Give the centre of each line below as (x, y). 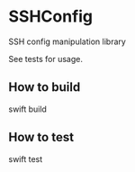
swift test (26, 158)
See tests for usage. (45, 59)
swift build (27, 109)
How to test (41, 137)
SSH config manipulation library (67, 41)
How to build (45, 87)
